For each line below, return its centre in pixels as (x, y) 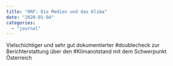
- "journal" (26, 28)
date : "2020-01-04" (30, 17)
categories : (21, 23)
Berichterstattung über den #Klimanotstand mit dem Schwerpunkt (86, 52)
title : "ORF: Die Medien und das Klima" (57, 12)
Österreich (19, 58)
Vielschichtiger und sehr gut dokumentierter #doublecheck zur (83, 45)
